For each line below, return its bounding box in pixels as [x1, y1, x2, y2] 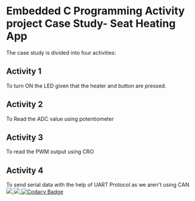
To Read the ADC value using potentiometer [6, 115, 114, 123]
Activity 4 [6, 165, 44, 175]
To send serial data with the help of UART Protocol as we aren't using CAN [6, 181, 190, 189]
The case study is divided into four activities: [6, 49, 116, 56]
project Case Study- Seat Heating [6, 17, 176, 30]
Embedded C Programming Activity [6, 4, 185, 18]
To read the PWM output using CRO [6, 148, 94, 155]
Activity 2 [6, 99, 44, 109]
